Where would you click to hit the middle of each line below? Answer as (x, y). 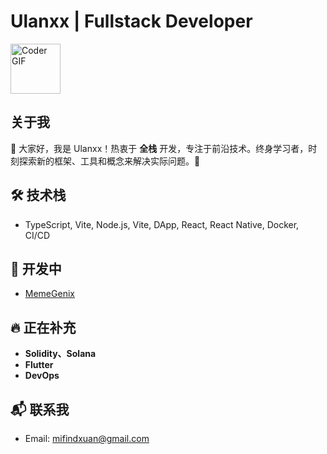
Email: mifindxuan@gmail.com (87, 438)
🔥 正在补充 (43, 327)
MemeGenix (49, 294)
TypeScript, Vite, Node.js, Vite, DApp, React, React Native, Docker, (162, 224)
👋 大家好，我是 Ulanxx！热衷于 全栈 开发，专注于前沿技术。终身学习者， (159, 148)
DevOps (42, 376)
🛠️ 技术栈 (38, 195)
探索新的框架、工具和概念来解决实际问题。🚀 (109, 161)
